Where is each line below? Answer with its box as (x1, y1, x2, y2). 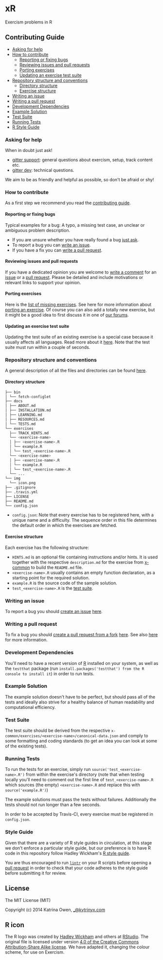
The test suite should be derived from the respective (5, 727, 110, 733)
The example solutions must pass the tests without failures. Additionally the (5, 797, 157, 803)
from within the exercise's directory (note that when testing (26, 771, 145, 777)
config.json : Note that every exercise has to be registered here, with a (12, 512, 154, 518)
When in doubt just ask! (5, 148, 53, 153)
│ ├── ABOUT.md (5, 404, 36, 408)
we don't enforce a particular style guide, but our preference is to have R (5, 845, 151, 851)
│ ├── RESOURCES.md (5, 417, 45, 422)
